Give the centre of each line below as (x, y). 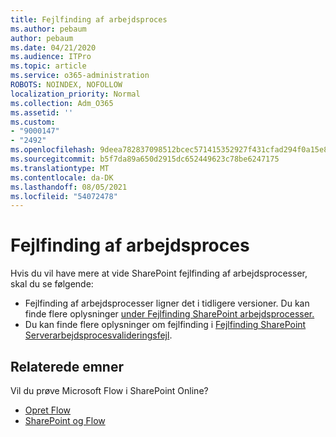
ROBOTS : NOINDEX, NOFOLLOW (66, 85)
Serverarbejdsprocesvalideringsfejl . (98, 335)
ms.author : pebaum (48, 29)
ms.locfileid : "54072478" (64, 196)
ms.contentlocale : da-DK (62, 177)
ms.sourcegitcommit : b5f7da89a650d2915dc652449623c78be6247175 (145, 159)
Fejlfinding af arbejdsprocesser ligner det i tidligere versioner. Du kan (167, 303)
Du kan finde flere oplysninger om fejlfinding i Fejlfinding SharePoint (165, 325)
